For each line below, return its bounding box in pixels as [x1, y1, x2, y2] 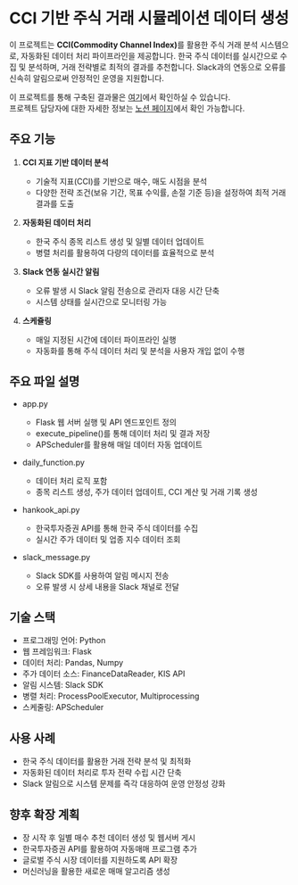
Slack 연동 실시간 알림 [21, 266, 100, 277]
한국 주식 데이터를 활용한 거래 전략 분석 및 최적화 [21, 756, 192, 767]
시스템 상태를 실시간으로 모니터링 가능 [35, 296, 168, 307]
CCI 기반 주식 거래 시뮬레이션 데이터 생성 [9, 8, 290, 29]
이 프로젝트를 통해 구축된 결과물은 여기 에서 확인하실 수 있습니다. [9, 91, 231, 103]
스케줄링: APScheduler [21, 702, 104, 713]
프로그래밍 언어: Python [21, 635, 106, 646]
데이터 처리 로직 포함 [35, 475, 108, 486]
